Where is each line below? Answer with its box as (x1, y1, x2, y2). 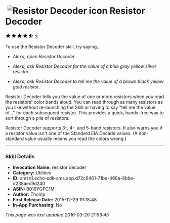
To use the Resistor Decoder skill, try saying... (5, 43, 101, 50)
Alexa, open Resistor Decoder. (12, 53, 76, 59)
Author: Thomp (12, 191, 46, 197)
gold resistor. (12, 83, 40, 90)
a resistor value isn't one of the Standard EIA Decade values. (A (5, 130, 138, 136)
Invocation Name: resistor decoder (12, 164, 87, 170)
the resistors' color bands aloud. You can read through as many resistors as (5, 99, 163, 105)
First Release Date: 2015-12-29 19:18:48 (12, 197, 97, 203)
